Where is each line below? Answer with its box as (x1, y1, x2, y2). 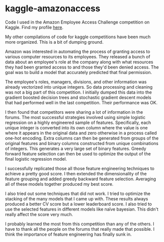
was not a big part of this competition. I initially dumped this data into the (5, 89, 152, 95)
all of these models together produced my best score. (5, 181, 114, 187)
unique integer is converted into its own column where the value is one (5, 124, 148, 130)
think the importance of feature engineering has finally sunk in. (5, 231, 132, 237)
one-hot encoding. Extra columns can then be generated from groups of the (5, 135, 159, 141)
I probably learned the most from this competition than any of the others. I (5, 221, 154, 227)
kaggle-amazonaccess (5, 3, 100, 14)
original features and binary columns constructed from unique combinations (5, 140, 159, 146)
